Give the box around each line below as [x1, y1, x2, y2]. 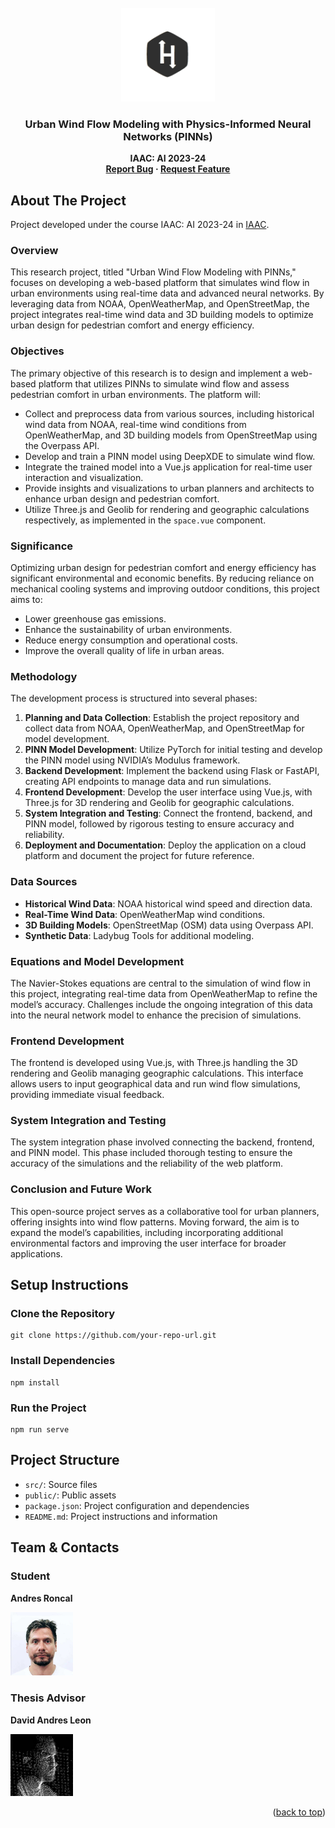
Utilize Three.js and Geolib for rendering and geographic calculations [24, 503, 310, 515]
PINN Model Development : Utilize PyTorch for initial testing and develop [24, 744, 323, 756]
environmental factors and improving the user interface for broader [10, 1237, 287, 1249]
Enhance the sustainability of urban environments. [24, 624, 233, 635]
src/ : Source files [24, 1478, 98, 1490]
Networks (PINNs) [123, 129, 213, 143]
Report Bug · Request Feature [105, 163, 231, 175]
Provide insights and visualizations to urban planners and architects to [24, 482, 315, 494]
